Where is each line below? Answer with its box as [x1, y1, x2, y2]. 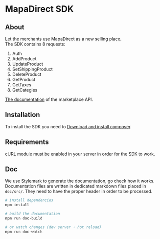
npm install [5, 202, 29, 208]
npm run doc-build [5, 216, 43, 221]
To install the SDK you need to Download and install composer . [5, 123, 132, 129]
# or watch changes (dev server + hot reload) [5, 224, 102, 230]
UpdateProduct [12, 61, 43, 67]
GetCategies [12, 87, 38, 93]
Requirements [5, 138, 49, 146]
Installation [5, 111, 40, 119]
